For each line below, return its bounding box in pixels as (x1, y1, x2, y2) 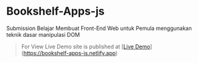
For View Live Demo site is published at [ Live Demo (21, 43, 150, 50)
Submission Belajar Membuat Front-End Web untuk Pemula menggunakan (6, 24, 192, 32)
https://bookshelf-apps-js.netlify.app (23, 49, 116, 56)
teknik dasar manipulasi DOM (6, 31, 80, 38)
